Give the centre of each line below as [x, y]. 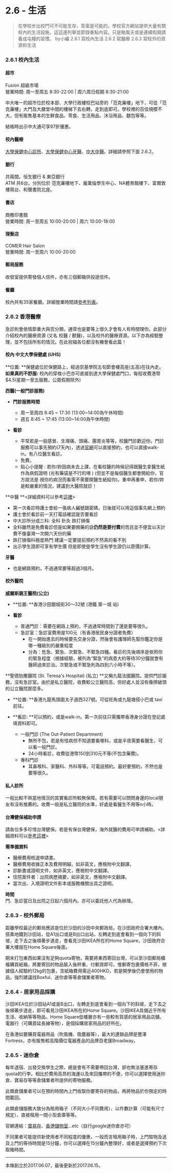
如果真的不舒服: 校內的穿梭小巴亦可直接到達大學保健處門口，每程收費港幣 [83, 373]
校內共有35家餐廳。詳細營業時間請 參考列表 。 [53, 302]
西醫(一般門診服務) [25, 390]
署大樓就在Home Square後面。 [38, 947]
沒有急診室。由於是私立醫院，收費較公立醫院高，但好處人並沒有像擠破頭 [90, 682]
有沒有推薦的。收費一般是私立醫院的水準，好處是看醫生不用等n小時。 [83, 804]
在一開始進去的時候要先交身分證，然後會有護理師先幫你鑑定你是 [95, 639]
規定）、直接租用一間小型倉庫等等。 [42, 1115]
